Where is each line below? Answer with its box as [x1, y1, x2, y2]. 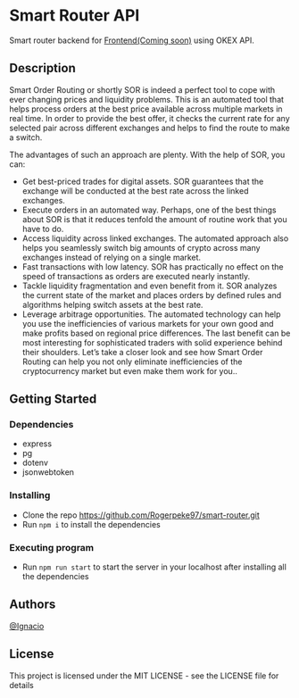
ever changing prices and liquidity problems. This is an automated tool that [9, 94, 284, 104]
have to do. [21, 223, 64, 234]
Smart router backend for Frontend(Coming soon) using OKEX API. [9, 35, 254, 46]
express [21, 438, 52, 449]
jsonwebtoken [21, 467, 74, 478]
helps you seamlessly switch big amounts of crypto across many [21, 242, 261, 253]
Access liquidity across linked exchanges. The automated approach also [21, 233, 289, 244]
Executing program [9, 541, 95, 553]
